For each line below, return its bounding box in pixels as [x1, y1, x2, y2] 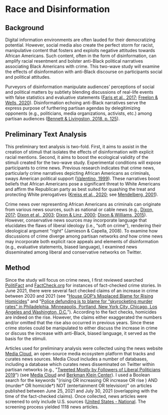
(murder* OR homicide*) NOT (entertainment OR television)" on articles [5, 382, 152, 388]
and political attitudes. [5, 74, 51, 80]
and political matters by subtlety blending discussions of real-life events [5, 89, 153, 95]
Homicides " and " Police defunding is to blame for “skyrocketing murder [5, 298, 153, 304]
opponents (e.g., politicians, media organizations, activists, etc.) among [5, 110, 152, 116]
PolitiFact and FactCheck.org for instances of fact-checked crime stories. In [5, 282, 161, 288]
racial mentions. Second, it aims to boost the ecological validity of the [5, 154, 148, 160]
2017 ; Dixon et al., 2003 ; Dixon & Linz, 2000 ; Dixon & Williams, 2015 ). [5, 212, 147, 218]
